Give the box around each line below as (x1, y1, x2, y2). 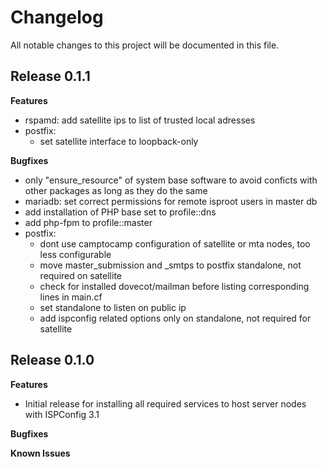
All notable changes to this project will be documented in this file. (10, 39, 280, 51)
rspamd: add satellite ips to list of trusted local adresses (24, 114, 256, 126)
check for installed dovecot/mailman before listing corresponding (39, 280, 310, 292)
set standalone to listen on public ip (39, 301, 187, 313)
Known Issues (10, 447, 71, 459)
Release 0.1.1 (10, 68, 91, 85)
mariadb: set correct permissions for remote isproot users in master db (24, 195, 318, 207)
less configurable (39, 248, 112, 260)
